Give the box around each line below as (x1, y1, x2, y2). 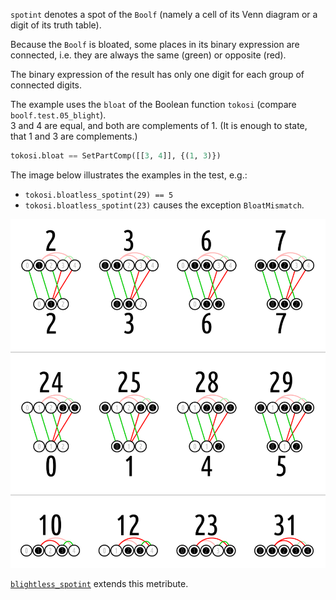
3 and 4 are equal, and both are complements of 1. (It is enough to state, (10, 120, 308, 131)
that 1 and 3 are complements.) (10, 130, 138, 142)
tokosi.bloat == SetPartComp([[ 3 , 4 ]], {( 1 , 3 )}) (10, 151, 222, 161)
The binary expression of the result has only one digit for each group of (10, 69, 305, 80)
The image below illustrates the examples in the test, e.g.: (10, 169, 248, 181)
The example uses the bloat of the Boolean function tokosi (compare (10, 99, 297, 110)
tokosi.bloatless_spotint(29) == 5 (24, 190, 174, 200)
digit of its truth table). (10, 19, 102, 31)
